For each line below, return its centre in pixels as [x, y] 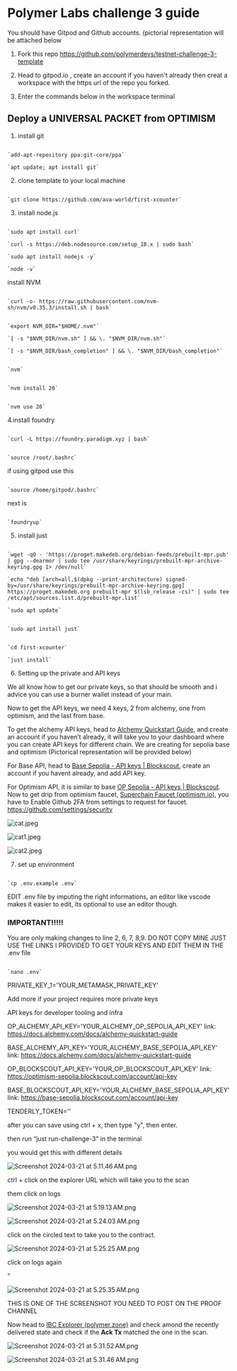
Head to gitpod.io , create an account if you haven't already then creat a [122, 75]
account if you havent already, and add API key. [77, 773]
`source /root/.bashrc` [42, 457]
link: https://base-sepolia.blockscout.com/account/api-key [93, 1098]
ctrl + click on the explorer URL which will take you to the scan [98, 1180]
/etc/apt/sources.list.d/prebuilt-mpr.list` [74, 598]
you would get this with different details [65, 1153]
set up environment [46, 864]
